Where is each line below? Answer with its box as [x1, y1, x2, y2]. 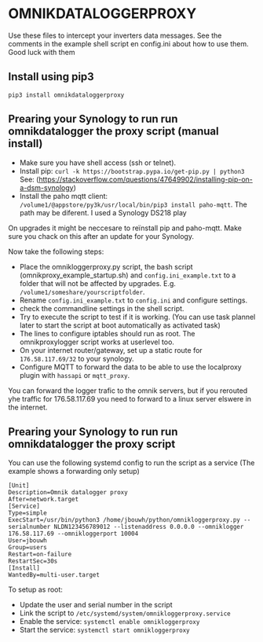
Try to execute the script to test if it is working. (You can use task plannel [19, 312, 256, 321]
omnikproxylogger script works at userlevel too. [19, 337, 175, 347]
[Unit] [8, 482, 30, 490]
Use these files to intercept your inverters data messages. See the [8, 31, 222, 40]
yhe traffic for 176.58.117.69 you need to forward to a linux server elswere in [8, 394, 252, 403]
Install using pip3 [8, 70, 94, 83]
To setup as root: [8, 585, 63, 594]
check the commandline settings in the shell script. [19, 303, 184, 313]
